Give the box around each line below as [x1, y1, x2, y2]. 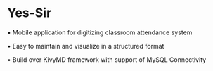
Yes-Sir [7, 5, 52, 21]
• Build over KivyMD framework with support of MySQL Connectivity [7, 55, 207, 64]
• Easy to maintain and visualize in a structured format [7, 41, 164, 50]
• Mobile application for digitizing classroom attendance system [7, 28, 193, 37]
